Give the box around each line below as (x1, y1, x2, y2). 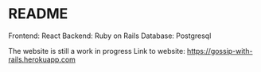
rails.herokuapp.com (8, 55, 76, 64)
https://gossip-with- (186, 46, 253, 55)
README (8, 5, 68, 23)
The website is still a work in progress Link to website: (8, 46, 185, 55)
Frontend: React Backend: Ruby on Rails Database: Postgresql (8, 31, 212, 40)
